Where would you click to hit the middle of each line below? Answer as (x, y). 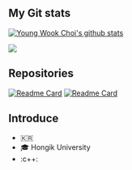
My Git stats (40, 13)
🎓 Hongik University (55, 147)
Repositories (41, 73)
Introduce (34, 119)
